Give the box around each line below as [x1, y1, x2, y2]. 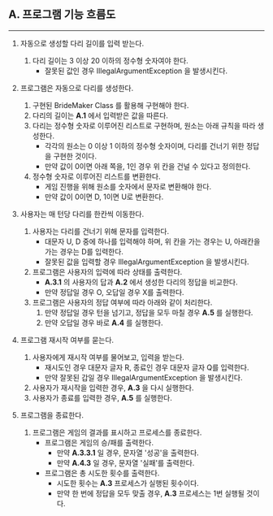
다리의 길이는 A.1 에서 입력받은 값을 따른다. [32, 111, 169, 120]
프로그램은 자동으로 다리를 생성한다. [19, 83, 134, 93]
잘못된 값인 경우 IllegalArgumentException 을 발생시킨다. [44, 66, 228, 76]
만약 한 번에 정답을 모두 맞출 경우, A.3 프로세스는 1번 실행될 [56, 488, 245, 498]
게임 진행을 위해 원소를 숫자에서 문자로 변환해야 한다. [44, 181, 212, 191]
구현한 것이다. [53, 151, 97, 161]
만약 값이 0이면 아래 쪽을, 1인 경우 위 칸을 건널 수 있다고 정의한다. [44, 161, 251, 171]
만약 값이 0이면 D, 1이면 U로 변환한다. [44, 192, 164, 202]
